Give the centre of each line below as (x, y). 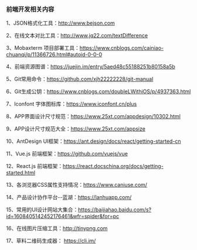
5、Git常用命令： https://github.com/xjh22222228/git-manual (80, 79)
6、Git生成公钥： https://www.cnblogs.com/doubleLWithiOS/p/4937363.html (98, 91)
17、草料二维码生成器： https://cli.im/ (51, 241)
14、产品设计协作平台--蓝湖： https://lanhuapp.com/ (69, 197)
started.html (21, 173)
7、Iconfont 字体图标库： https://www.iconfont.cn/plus (72, 104)
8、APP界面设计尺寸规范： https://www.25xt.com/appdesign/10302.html (93, 117)
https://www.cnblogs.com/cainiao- (122, 48)
